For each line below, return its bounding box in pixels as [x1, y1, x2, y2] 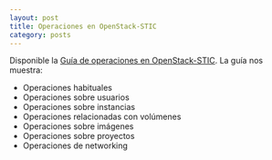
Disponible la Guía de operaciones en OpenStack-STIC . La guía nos [9, 55, 263, 66]
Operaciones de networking [22, 140, 128, 151]
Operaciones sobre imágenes [22, 121, 134, 132]
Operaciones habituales [22, 83, 112, 94]
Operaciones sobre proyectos [22, 131, 135, 142]
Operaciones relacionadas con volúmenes [22, 111, 182, 123]
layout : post [9, 13, 59, 23]
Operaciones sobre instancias [22, 102, 135, 113]
